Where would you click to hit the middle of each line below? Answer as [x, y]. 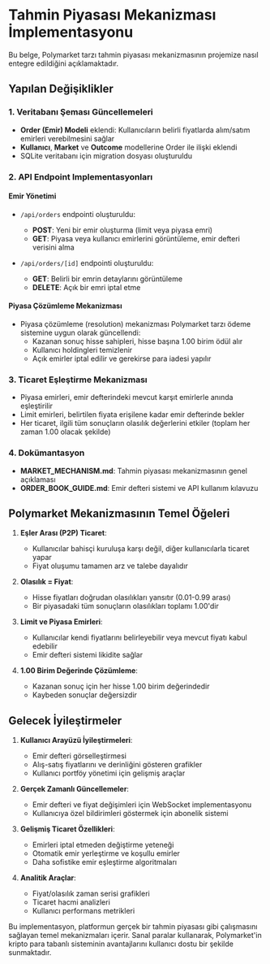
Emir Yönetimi [32, 196]
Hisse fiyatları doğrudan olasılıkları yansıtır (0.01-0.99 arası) [131, 597]
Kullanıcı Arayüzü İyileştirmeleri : [76, 740]
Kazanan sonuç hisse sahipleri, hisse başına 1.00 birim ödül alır [137, 341]
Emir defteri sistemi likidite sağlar [88, 655]
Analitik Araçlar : [48, 878]
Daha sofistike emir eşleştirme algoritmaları [104, 862]
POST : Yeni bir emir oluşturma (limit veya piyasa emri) [122, 230]
